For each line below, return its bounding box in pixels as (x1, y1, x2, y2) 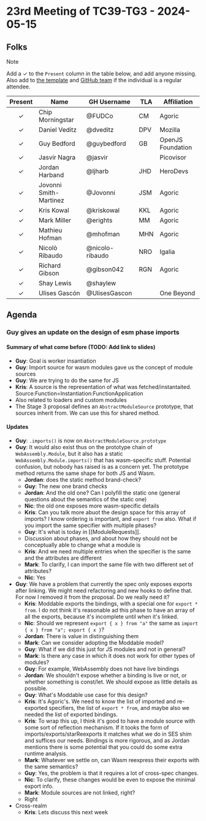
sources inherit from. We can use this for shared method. (15, 409, 160, 417)
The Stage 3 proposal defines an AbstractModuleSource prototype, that (15, 403, 194, 410)
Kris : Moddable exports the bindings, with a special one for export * (24, 599, 198, 607)
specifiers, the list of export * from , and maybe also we (48, 704, 190, 711)
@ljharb (86, 167, 109, 175)
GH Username (88, 98, 131, 106)
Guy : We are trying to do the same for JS (15, 376, 120, 384)
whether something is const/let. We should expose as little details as (24, 678, 198, 685)
